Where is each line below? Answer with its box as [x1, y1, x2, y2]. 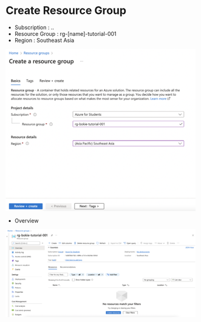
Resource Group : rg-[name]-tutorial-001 [14, 30, 117, 37]
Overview [14, 217, 39, 224]
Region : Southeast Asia [14, 36, 75, 44]
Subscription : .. [14, 24, 54, 31]
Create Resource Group [5, 4, 127, 18]
